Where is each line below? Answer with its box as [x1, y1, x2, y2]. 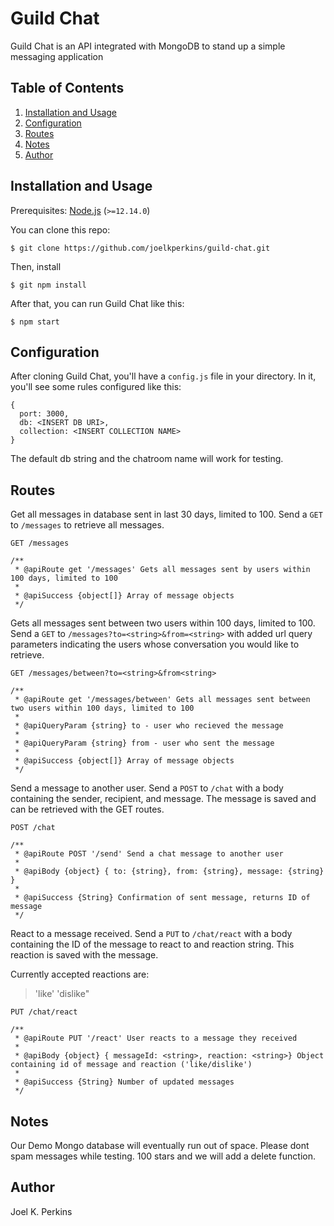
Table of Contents [10, 80, 125, 97]
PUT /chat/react [10, 1007, 78, 1017]
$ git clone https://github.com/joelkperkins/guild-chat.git [10, 243, 271, 253]
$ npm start [10, 317, 60, 327]
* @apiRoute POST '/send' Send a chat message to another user [14, 849, 284, 859]
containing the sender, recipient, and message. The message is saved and [10, 793, 317, 805]
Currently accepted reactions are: [10, 968, 150, 981]
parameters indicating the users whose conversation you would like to [10, 638, 300, 651]
